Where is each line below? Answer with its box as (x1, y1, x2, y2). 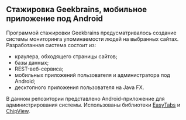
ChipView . (6, 107, 30, 114)
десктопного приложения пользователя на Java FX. (14, 84, 144, 91)
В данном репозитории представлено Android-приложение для (6, 95, 165, 102)
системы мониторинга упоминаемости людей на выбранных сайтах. (6, 35, 179, 43)
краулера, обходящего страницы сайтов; (14, 52, 118, 60)
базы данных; (14, 59, 49, 66)
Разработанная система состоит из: (6, 41, 97, 48)
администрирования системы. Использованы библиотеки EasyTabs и (6, 101, 180, 108)
